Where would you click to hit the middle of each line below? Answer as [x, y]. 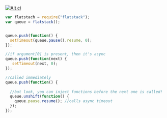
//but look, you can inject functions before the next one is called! [86, 92]
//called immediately [28, 77]
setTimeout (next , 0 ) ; [35, 64]
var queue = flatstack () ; [33, 22]
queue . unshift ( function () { [40, 97]
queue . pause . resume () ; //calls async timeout [64, 101]
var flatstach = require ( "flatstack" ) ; [48, 17]
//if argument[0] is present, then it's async [55, 54]
